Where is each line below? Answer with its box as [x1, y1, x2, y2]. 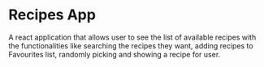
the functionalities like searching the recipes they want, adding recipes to [8, 40, 253, 50]
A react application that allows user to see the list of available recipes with [8, 32, 257, 42]
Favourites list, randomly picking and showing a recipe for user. [8, 49, 221, 59]
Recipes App [8, 6, 96, 24]
